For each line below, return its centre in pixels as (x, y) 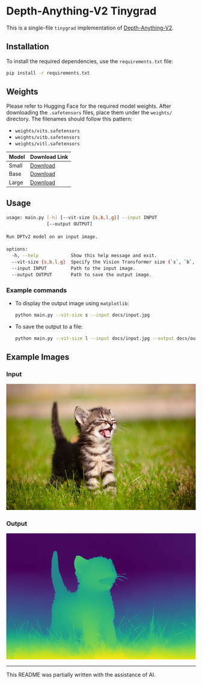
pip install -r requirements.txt (48, 73)
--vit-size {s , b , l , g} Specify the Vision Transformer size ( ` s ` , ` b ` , (103, 262)
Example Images (38, 357)
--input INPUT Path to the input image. (74, 269)
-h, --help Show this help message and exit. (84, 256)
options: (17, 249)
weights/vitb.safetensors (47, 138)
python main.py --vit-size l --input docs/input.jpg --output (94, 338)
